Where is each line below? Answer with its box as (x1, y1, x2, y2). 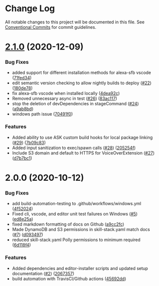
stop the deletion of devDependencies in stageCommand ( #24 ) (12, 101, 139, 107)
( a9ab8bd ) (12, 106, 34, 112)
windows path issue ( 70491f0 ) (12, 111, 73, 117)
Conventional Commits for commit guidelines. (5, 24, 96, 30)
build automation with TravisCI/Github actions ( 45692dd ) (12, 276, 126, 282)
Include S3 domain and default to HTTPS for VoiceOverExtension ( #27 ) (12, 150, 155, 156)
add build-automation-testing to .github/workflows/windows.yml (12, 201, 141, 207)
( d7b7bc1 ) (12, 155, 33, 161)
